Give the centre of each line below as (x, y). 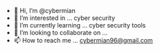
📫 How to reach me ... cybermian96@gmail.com (83, 40)
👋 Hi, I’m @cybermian (45, 11)
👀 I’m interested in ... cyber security (64, 18)
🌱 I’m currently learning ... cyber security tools (80, 25)
